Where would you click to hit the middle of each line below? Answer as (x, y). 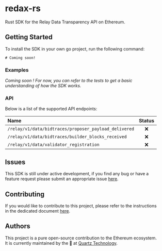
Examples (17, 70)
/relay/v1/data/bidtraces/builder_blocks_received (67, 137)
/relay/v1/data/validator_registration (53, 145)
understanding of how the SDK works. (43, 86)
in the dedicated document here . (38, 211)
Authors (18, 226)
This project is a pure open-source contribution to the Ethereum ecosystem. (81, 238)
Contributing (25, 194)
